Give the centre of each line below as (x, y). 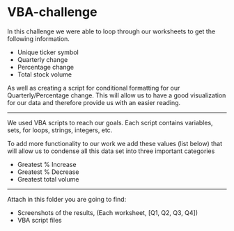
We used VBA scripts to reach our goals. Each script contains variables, (110, 122)
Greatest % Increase (47, 164)
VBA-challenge (52, 12)
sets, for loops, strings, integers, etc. (60, 130)
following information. (38, 38)
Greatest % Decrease (48, 172)
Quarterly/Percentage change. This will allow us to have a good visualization (117, 95)
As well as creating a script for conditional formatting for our (94, 88)
